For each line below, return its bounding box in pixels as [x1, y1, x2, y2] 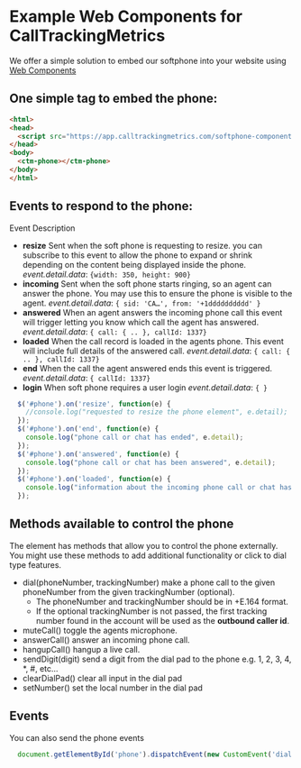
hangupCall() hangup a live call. [22, 644, 141, 654]
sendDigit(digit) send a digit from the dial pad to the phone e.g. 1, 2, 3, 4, [22, 654, 292, 664]
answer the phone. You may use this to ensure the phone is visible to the [22, 288, 293, 298]
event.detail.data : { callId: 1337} [22, 372, 151, 383]
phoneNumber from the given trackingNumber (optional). [22, 586, 235, 597]
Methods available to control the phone [9, 517, 234, 532]
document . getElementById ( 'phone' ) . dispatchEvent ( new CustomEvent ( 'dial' [17, 750, 296, 759]
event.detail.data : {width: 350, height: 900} [22, 269, 191, 279]
